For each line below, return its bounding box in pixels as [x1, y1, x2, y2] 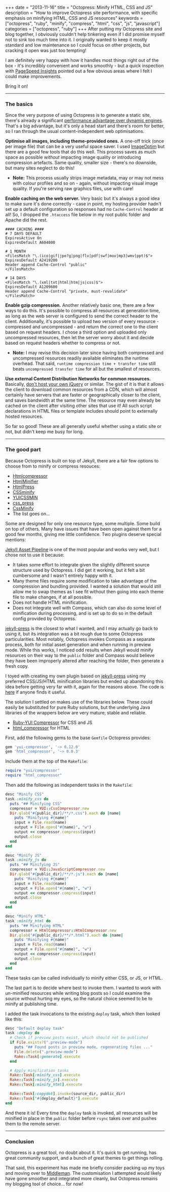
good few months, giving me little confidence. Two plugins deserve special [5, 531, 162, 537]
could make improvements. [5, 74, 62, 79]
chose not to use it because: [5, 552, 65, 558]
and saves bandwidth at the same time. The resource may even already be [5, 398, 161, 404]
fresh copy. [5, 663, 29, 669]
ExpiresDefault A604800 [5, 240, 56, 245]
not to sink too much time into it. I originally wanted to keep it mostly [5, 37, 148, 43]
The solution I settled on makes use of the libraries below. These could [5, 699, 153, 705]
